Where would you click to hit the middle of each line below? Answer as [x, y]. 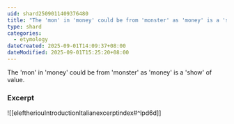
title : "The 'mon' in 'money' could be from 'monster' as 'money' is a [113, 20]
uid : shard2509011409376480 [48, 14]
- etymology [31, 40]
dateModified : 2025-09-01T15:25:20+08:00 [68, 53]
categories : [24, 33]
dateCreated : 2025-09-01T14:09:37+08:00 [67, 46]
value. [16, 79]
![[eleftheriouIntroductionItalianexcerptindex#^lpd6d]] [84, 113]
